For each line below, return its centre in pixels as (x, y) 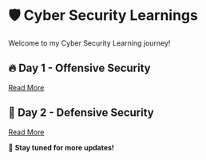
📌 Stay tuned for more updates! (61, 147)
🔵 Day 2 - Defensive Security (81, 113)
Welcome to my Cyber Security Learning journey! (89, 43)
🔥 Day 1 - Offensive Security (79, 68)
